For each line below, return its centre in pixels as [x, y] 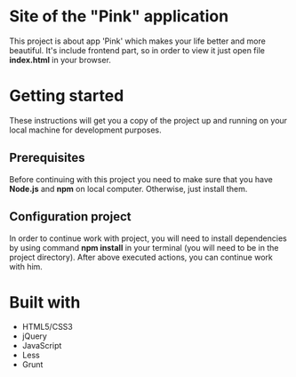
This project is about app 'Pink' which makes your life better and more [138, 41]
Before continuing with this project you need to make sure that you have [141, 179]
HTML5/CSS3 [47, 327]
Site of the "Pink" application [119, 16]
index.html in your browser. [60, 60]
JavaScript [42, 346]
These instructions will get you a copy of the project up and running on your [148, 120]
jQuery [34, 336]
